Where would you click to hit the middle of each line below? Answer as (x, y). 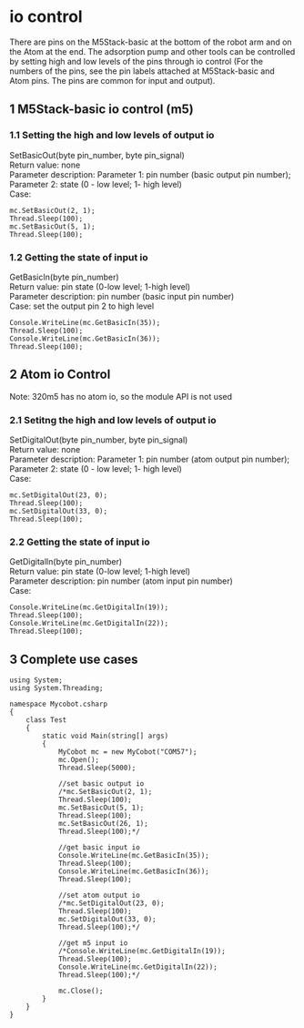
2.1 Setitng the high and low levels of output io (113, 420)
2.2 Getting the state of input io (80, 542)
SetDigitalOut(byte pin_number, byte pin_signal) (99, 440)
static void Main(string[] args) (106, 736)
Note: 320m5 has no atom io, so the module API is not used (121, 396)
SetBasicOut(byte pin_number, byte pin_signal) (97, 155)
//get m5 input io (93, 943)
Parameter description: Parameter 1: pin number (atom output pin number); (149, 459)
